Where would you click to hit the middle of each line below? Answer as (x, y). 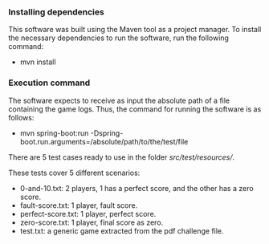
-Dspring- (107, 133)
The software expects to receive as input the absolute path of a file (119, 100)
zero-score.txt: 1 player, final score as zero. (92, 222)
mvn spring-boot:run (54, 133)
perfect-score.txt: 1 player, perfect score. (88, 213)
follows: (21, 117)
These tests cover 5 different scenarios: (74, 173)
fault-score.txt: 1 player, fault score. (79, 205)
